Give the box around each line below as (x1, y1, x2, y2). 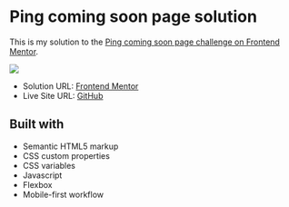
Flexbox (22, 179, 53, 190)
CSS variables (22, 160, 75, 171)
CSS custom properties (22, 150, 111, 161)
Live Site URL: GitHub (22, 90, 104, 101)
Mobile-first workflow (22, 189, 105, 200)
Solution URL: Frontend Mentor (22, 80, 139, 92)
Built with (9, 116, 65, 133)
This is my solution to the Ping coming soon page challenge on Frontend (9, 36, 280, 47)
